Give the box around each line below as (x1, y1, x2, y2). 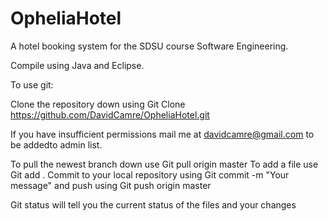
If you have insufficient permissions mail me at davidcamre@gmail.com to (10, 128, 315, 140)
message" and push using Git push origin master (10, 179, 212, 191)
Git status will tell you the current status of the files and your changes (10, 198, 297, 211)
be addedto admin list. (10, 138, 103, 151)
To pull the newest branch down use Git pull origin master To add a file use (10, 158, 319, 170)
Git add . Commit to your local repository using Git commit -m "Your (10, 168, 290, 181)
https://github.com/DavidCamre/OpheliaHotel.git (10, 108, 210, 121)
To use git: (10, 78, 54, 91)
